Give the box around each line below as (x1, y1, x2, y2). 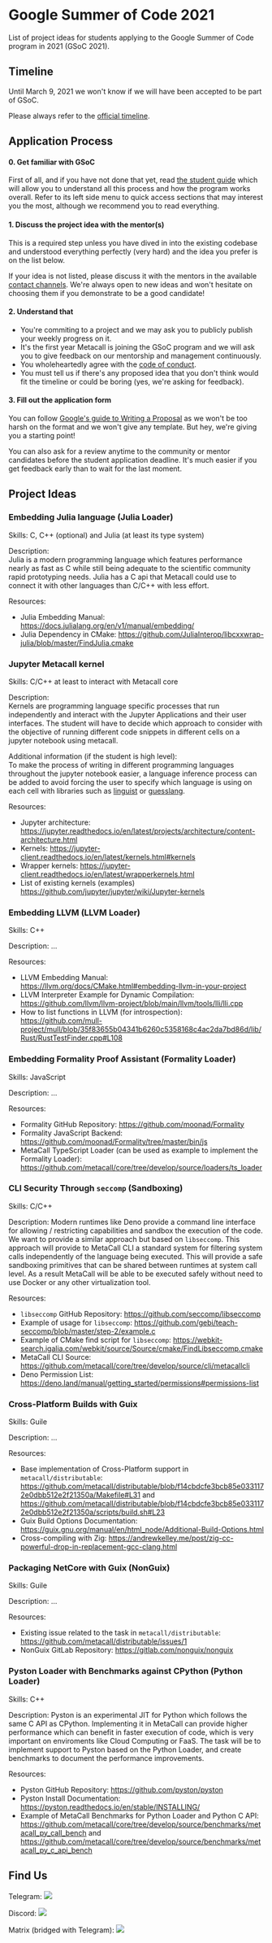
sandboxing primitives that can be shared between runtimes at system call (8, 1260, 257, 1270)
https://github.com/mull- (19, 1016, 103, 1026)
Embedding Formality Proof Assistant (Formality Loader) (8, 1053, 236, 1065)
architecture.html (19, 834, 78, 844)
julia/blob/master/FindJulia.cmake (19, 638, 134, 647)
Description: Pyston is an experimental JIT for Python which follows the (8, 1710, 248, 1719)
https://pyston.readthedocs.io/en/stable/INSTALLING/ (19, 1801, 201, 1811)
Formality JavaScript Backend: (19, 1128, 123, 1138)
